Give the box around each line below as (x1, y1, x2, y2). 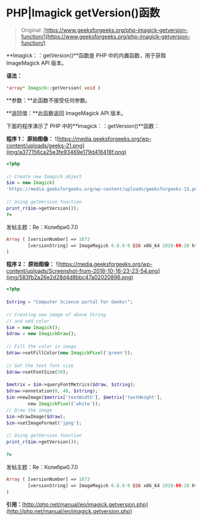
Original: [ (20, 26, 46, 34)
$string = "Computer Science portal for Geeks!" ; (6, 299, 133, 305)
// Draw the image (6, 407, 52, 413)
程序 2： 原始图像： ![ (6, 261, 60, 268)
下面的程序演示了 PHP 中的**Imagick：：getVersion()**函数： (6, 122, 159, 129)
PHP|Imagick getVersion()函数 (6, 6, 161, 20)
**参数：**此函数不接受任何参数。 (6, 97, 91, 104)
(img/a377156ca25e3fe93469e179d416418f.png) (6, 148, 127, 155)
